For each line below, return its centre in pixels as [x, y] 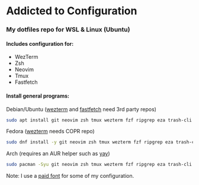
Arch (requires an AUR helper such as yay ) [58, 153]
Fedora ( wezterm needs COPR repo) [50, 131]
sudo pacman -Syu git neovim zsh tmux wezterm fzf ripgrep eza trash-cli [99, 165]
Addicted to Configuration [72, 11]
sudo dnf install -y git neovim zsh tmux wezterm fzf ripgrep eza [90, 142]
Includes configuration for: [40, 43]
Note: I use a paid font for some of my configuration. [70, 176]
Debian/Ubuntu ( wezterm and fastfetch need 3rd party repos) [81, 109]
